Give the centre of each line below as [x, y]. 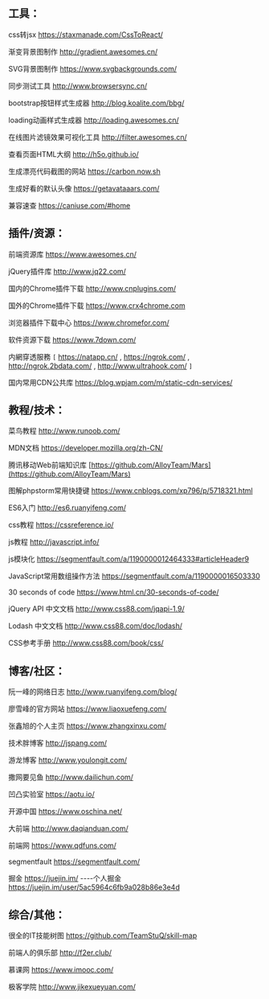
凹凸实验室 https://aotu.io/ [51, 795]
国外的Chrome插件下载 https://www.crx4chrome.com [97, 305]
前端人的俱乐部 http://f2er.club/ [60, 953]
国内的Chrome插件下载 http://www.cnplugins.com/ [92, 288]
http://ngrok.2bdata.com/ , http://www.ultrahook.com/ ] [100, 366]
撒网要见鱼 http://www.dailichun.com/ [71, 777]
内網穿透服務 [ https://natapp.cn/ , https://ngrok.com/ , [99, 356]
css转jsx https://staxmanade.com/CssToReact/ [86, 35]
